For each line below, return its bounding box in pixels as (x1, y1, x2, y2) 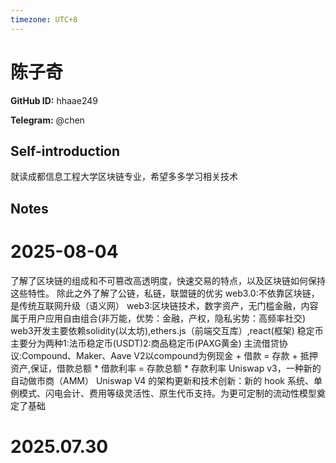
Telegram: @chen (10, 114, 85, 126)
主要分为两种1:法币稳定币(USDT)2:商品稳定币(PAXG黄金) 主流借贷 (10, 337, 280, 349)
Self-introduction (10, 142, 121, 160)
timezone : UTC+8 (10, 14, 78, 25)
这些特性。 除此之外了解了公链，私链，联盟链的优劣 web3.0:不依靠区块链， (10, 287, 320, 299)
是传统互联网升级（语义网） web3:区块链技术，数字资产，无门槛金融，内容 (10, 299, 319, 311)
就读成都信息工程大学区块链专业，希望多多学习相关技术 (10, 171, 238, 183)
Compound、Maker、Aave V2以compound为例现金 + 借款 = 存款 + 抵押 (21, 349, 318, 361)
